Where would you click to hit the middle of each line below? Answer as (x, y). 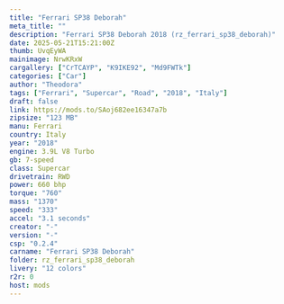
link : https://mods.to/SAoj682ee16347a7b (88, 110)
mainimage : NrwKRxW (46, 59)
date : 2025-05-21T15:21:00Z (62, 43)
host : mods (30, 285)
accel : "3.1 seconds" (50, 218)
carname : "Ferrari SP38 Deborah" (72, 252)
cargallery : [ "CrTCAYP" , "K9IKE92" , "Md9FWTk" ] (101, 68)
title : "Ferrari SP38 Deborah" (68, 18)
